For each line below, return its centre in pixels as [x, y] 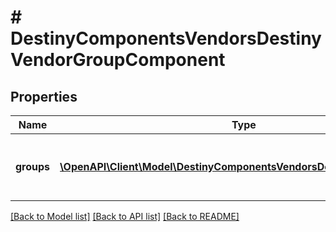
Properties [44, 96]
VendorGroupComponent [118, 60]
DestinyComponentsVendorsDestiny [166, 38]
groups [33, 166]
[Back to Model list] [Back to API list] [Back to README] [125, 216]
